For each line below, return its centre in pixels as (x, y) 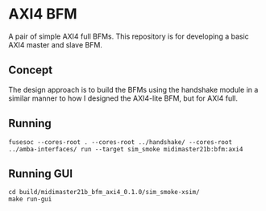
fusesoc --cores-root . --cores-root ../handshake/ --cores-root (120, 142)
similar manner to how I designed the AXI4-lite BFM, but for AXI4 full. (123, 98)
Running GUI (41, 174)
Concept (31, 70)
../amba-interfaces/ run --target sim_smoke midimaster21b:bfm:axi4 (126, 149)
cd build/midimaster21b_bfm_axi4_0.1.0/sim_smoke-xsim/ (104, 192)
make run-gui (30, 199)
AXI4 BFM (43, 14)
